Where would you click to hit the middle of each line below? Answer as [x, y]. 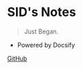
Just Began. [41, 31]
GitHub [17, 58]
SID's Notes [41, 12]
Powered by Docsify [46, 45]
